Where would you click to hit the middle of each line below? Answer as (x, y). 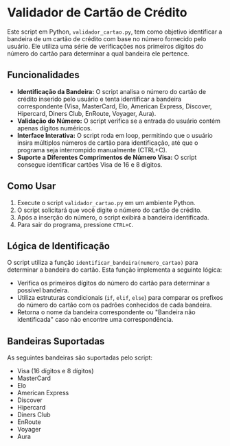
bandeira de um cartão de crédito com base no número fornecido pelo (107, 38)
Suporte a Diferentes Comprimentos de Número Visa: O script (107, 157)
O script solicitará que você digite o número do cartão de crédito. (110, 210)
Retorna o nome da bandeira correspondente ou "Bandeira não (106, 312)
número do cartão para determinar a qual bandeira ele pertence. (98, 54)
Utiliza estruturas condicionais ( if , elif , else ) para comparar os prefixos (120, 298)
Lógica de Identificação (58, 246)
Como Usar (32, 186)
